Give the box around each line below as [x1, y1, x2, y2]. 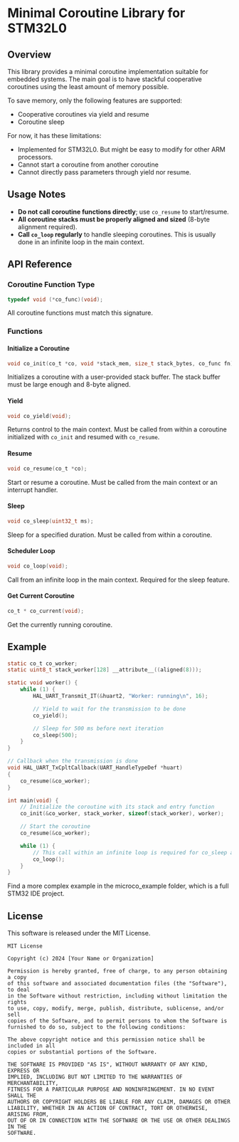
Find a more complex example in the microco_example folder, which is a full [7, 881, 229, 891]
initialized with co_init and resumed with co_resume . [7, 433, 160, 441]
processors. [17, 153, 53, 161]
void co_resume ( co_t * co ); [7, 465, 87, 472]
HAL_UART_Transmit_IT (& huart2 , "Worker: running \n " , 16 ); [33, 693, 208, 700]
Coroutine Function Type [7, 280, 95, 290]
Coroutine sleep [17, 117, 65, 126]
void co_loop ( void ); [7, 562, 69, 570]
